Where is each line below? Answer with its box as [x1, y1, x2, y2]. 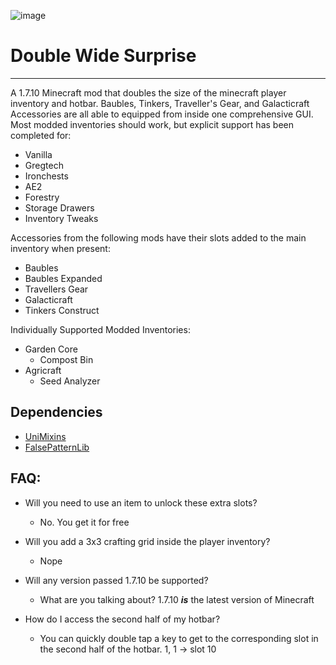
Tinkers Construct [24, 304, 100, 316]
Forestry [24, 191, 60, 203]
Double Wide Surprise [10, 45, 197, 67]
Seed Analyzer [39, 375, 101, 387]
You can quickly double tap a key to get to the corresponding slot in [39, 632, 319, 644]
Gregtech [24, 159, 64, 171]
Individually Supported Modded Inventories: [10, 323, 191, 335]
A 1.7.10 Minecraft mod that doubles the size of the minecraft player [10, 86, 287, 99]
